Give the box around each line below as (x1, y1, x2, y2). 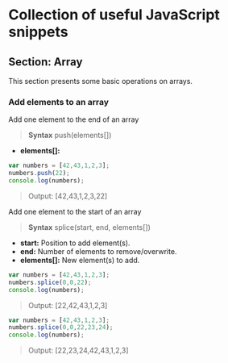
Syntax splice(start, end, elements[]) (27, 222, 151, 232)
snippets (8, 23, 68, 41)
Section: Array (8, 55, 83, 69)
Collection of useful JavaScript (8, 6, 220, 24)
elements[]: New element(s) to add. (19, 255, 140, 265)
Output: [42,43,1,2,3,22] (27, 191, 108, 201)
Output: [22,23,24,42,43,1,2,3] (27, 345, 129, 356)
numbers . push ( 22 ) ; (8, 169, 70, 177)
